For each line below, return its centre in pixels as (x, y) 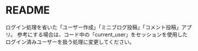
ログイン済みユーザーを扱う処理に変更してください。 (70, 42)
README (28, 10)
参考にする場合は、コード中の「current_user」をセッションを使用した (102, 34)
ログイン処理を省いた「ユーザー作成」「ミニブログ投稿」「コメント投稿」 (93, 27)
